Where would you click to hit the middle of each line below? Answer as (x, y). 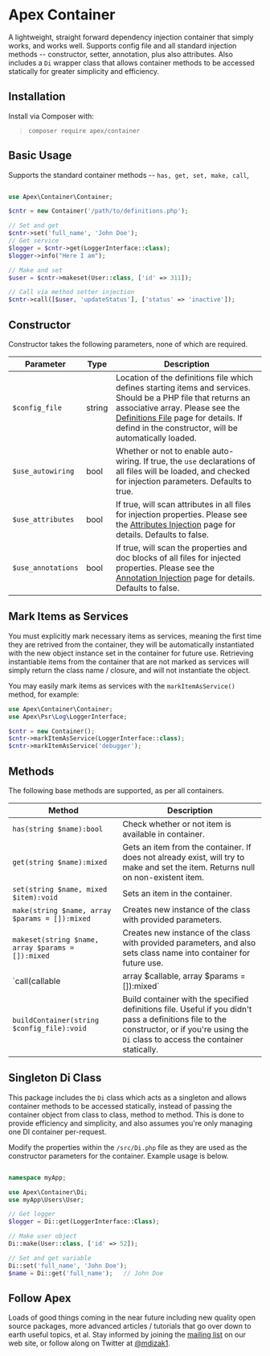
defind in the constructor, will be (177, 428)
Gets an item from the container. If (187, 847)
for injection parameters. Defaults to (183, 481)
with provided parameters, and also (189, 943)
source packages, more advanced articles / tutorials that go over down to (130, 1326)
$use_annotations (45, 568)
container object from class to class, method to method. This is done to (126, 1114)
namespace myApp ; (37, 1177)
